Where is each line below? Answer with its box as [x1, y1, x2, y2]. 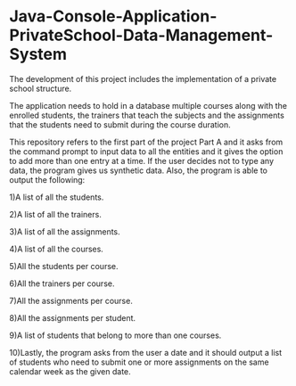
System [9, 45, 68, 64]
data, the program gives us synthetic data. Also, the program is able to [9, 165, 267, 176]
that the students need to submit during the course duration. [9, 119, 231, 130]
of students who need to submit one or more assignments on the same [9, 357, 269, 367]
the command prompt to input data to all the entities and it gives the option [9, 145, 284, 157]
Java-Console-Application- [9, 6, 218, 27]
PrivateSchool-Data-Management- [9, 25, 274, 45]
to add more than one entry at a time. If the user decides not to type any [9, 155, 275, 166]
